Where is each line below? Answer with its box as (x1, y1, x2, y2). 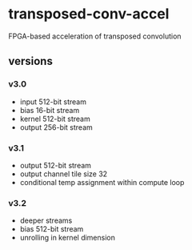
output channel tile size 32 (19, 169, 108, 179)
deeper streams (19, 216, 73, 225)
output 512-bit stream (19, 160, 92, 170)
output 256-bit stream (19, 122, 94, 132)
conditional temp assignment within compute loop (19, 177, 185, 187)
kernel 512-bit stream (19, 114, 90, 123)
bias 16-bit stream (19, 105, 80, 115)
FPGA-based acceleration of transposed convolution (8, 31, 182, 41)
